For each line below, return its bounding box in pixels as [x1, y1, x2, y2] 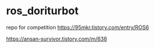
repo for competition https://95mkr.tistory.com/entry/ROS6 [6, 24, 149, 31]
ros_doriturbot [6, 4, 79, 18]
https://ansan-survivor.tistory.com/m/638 [6, 35, 108, 42]
